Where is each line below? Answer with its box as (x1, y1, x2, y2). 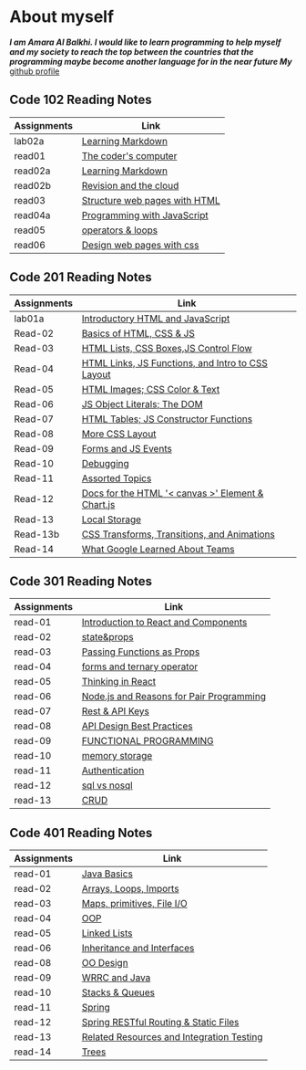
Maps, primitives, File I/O (81, 897, 189, 910)
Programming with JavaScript (81, 208, 209, 221)
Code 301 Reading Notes (9, 573, 153, 589)
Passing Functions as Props (81, 645, 200, 658)
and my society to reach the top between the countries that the (9, 46, 254, 57)
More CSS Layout (81, 427, 157, 440)
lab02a (14, 134, 45, 147)
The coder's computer (81, 149, 178, 162)
